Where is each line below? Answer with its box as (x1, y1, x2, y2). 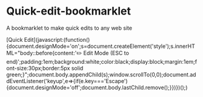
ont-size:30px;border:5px (6, 64, 70, 72)
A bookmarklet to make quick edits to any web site (6, 24, 132, 32)
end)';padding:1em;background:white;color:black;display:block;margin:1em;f (6, 58, 198, 65)
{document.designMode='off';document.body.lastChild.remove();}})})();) (6, 84, 188, 91)
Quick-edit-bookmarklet (6, 4, 131, 18)
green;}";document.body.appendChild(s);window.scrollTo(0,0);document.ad (6, 71, 196, 78)
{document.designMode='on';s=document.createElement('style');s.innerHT (6, 42, 195, 50)
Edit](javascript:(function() (24, 36, 90, 43)
